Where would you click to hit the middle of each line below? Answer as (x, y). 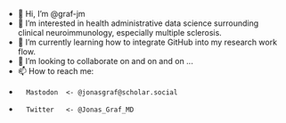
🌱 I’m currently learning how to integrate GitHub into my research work (147, 42)
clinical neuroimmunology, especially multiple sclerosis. (120, 33)
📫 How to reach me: (56, 71)
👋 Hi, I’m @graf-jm (52, 14)
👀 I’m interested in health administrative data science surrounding (138, 23)
